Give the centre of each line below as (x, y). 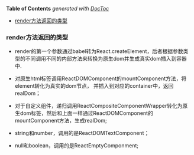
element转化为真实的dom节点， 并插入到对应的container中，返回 (94, 86)
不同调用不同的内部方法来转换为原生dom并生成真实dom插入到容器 (106, 59)
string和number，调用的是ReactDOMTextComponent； (82, 133)
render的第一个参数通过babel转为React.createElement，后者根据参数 (99, 51)
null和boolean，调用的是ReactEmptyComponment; (77, 146)
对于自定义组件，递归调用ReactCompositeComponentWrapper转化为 (98, 106)
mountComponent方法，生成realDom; (61, 121)
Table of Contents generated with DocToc (58, 9)
